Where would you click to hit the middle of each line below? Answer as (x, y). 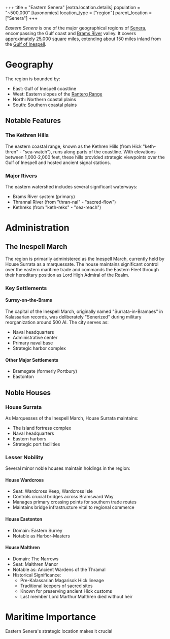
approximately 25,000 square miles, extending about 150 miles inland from (83, 39)
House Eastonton (24, 519)
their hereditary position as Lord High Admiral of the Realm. (67, 275)
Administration (37, 228)
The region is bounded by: (33, 79)
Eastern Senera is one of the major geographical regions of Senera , (76, 28)
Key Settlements (26, 288)
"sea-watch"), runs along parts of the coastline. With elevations (89, 151)
